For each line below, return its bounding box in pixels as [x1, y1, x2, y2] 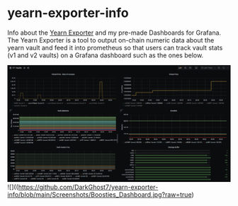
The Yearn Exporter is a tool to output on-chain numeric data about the [7, 35, 215, 44]
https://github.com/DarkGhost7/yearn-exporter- [18, 183, 159, 192]
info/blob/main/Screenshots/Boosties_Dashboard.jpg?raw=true [7, 190, 192, 199]
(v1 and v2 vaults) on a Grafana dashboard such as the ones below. [7, 51, 204, 59]
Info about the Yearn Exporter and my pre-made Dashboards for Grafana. [7, 28, 222, 37]
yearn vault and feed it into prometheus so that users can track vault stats [7, 43, 223, 52]
